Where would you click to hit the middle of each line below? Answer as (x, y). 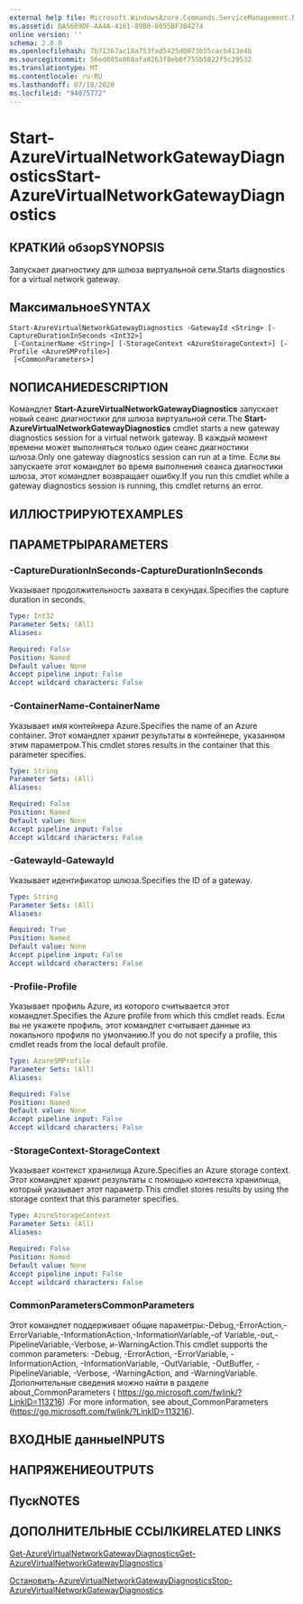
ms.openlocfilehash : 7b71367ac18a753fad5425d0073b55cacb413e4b (131, 51)
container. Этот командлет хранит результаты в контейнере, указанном (147, 735)
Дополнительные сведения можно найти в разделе (109, 1382)
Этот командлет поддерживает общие (83, 1325)
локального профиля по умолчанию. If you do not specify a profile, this (143, 1035)
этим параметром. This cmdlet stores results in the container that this (140, 744)
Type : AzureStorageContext (60, 1216)
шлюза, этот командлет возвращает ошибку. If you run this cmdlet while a (150, 476)
